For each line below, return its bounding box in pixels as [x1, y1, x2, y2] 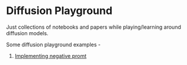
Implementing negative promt [14, 52, 87, 59]
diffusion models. [6, 29, 49, 36]
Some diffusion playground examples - [6, 41, 101, 48]
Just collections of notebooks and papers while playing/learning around [6, 23, 182, 30]
